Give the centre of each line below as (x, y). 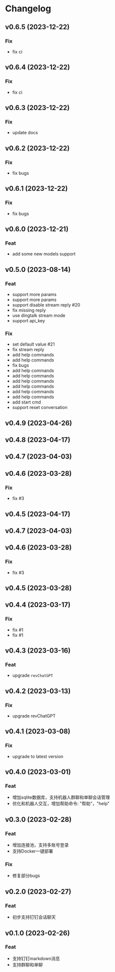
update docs (25, 133)
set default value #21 (34, 344)
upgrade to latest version (38, 756)
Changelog (28, 9)
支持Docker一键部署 (33, 851)
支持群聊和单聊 (27, 965)
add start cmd (26, 402)
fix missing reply (29, 310)
